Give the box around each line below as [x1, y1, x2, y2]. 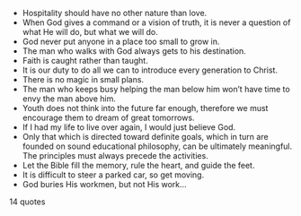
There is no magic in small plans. [22, 74, 145, 84]
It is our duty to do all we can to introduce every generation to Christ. [22, 65, 279, 75]
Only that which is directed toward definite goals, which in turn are [22, 132, 269, 142]
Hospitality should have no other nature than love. [22, 8, 208, 18]
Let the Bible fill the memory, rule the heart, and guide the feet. [22, 160, 255, 170]
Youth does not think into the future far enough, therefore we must [22, 103, 269, 113]
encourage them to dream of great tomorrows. [22, 112, 195, 123]
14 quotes [9, 196, 46, 207]
